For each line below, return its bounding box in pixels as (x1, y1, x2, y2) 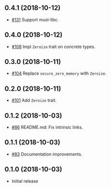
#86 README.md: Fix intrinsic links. (11, 125, 83, 130)
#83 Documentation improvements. (11, 151, 83, 157)
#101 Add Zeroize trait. (11, 97, 57, 103)
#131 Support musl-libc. (11, 16, 59, 22)
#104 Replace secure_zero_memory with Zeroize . (11, 70, 107, 77)
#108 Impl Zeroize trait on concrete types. (11, 44, 95, 49)
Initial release (11, 178, 38, 184)
